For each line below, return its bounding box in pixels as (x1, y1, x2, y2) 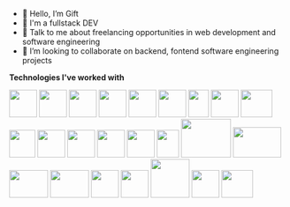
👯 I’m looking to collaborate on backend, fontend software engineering (21, 46, 279, 56)
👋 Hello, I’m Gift (21, 9, 80, 18)
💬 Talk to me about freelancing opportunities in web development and (21, 27, 277, 37)
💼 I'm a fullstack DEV (21, 18, 99, 28)
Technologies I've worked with (9, 72, 125, 83)
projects (21, 55, 53, 65)
